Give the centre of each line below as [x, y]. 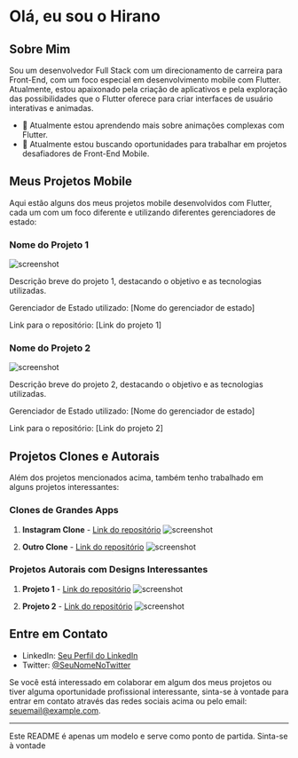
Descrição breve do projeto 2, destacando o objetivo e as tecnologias [136, 384]
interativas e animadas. [51, 108]
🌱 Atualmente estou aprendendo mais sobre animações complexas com [153, 125]
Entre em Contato [59, 634]
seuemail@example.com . [55, 710]
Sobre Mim [40, 49]
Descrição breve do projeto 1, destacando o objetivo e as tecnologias [135, 281]
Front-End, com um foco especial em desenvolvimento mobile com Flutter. [145, 80]
